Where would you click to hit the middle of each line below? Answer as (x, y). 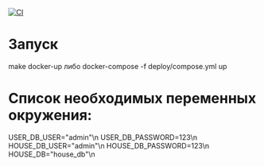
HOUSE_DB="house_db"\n (52, 154)
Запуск (33, 44)
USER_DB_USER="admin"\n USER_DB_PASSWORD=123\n (103, 137)
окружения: (50, 116)
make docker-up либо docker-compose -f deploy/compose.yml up (118, 66)
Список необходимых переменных (132, 98)
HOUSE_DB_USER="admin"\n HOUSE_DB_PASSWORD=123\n (109, 145)
